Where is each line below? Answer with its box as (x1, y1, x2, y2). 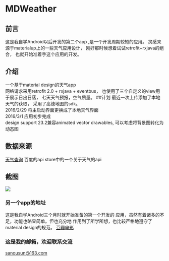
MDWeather (5, 3, 57, 15)
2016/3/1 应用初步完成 (5, 113, 51, 119)
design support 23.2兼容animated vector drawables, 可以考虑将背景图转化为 (5, 119, 164, 125)
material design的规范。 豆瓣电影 (5, 224, 74, 230)
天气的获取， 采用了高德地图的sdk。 (5, 100, 81, 106)
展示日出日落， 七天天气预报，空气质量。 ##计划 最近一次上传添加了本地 (9, 94, 160, 100)
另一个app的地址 (5, 200, 46, 207)
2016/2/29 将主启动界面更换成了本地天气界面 (5, 107, 99, 113)
